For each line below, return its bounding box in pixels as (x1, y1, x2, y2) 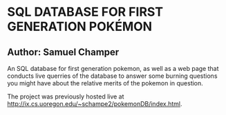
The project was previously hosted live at (7, 92, 124, 101)
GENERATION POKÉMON (7, 19, 153, 34)
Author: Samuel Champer (7, 46, 120, 58)
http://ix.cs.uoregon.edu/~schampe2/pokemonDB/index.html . (7, 100, 182, 107)
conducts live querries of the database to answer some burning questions (7, 72, 218, 80)
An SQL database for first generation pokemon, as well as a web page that (7, 65, 219, 72)
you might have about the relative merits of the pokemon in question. (7, 79, 204, 87)
